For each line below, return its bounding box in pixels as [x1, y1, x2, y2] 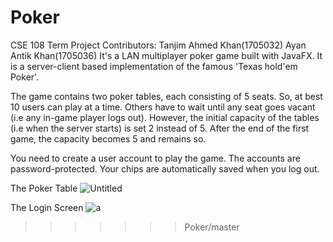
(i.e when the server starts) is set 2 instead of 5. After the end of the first [10, 122, 310, 134]
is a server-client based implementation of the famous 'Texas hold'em [10, 60, 298, 72]
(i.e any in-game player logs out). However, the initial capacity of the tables [10, 111, 320, 123]
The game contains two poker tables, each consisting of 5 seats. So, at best [10, 90, 323, 102]
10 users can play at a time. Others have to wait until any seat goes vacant [10, 101, 316, 113]
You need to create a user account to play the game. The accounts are [10, 152, 301, 164]
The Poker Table [10, 182, 78, 194]
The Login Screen [10, 201, 84, 213]
